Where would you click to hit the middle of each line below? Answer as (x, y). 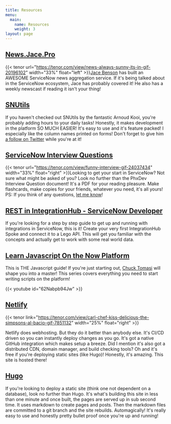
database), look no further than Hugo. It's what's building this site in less (82, 394)
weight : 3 (25, 29)
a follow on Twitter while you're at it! (44, 139)
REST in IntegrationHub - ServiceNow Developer (84, 211)
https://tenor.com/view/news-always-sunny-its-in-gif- (93, 67)
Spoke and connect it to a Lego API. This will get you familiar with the (78, 234)
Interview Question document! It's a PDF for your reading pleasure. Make (82, 184)
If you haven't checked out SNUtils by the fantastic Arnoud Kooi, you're (81, 117)
